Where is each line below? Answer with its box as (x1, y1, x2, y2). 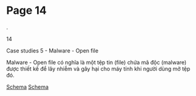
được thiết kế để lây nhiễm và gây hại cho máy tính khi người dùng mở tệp (6, 65, 191, 72)
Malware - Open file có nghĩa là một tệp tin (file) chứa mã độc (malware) (6, 59, 187, 66)
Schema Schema (6, 83, 49, 91)
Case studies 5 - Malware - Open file (6, 46, 99, 54)
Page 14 (6, 4, 47, 18)
